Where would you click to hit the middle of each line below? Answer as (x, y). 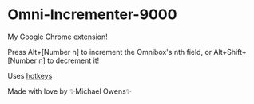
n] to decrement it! (69, 60)
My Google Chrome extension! (58, 37)
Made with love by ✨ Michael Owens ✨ (70, 91)
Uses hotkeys (30, 75)
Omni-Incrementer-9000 (92, 15)
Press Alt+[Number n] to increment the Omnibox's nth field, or (110, 52)
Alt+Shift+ (230, 52)
